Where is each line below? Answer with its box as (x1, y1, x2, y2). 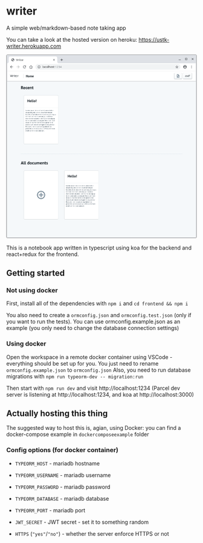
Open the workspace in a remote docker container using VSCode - (6, 353, 173, 361)
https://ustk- (138, 36, 170, 43)
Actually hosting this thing (6, 409, 108, 419)
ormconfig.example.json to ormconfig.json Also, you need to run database (6, 366, 192, 374)
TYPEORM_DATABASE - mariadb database (14, 495, 109, 502)
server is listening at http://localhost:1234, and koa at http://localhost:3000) (6, 390, 195, 398)
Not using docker (6, 286, 59, 294)
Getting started (6, 268, 65, 278)
